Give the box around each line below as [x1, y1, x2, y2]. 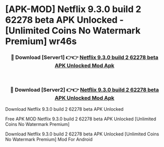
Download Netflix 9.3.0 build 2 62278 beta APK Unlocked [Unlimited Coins [5, 131, 159, 137]
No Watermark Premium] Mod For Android [5, 136, 93, 142]
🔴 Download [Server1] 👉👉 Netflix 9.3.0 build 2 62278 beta [11, 54, 158, 61]
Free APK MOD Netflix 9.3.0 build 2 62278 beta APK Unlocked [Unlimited [5, 116, 156, 122]
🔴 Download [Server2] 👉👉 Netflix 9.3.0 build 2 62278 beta [10, 87, 159, 94]
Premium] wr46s [5, 36, 77, 47]
